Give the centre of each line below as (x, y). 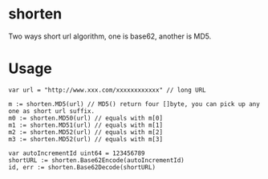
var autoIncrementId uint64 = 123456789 (77, 153)
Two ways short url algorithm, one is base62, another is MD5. (110, 36)
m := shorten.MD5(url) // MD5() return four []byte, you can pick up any (134, 104)
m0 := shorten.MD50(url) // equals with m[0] (85, 118)
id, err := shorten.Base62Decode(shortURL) (82, 167)
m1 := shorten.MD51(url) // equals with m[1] (85, 125)
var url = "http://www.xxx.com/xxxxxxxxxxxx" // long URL (107, 90)
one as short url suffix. (51, 111)
